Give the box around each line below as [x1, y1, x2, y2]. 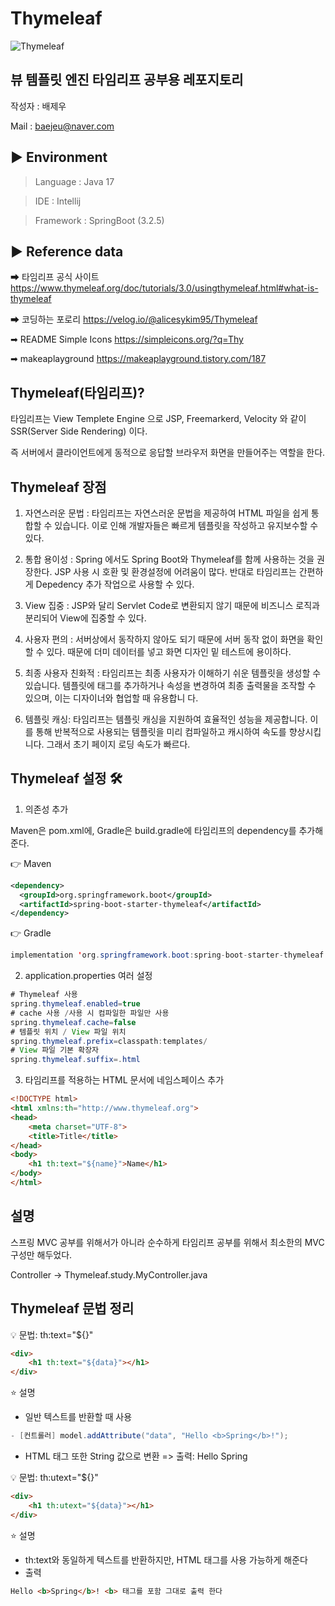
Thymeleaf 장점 [10, 478, 107, 496]
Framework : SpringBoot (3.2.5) [34, 214, 165, 226]
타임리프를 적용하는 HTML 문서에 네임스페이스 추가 [24, 1074, 225, 1086]
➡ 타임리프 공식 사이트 [10, 271, 100, 283]
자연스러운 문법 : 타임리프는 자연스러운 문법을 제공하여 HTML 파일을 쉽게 [24, 507, 309, 519]
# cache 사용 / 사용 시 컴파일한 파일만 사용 [10, 1008, 170, 1018]
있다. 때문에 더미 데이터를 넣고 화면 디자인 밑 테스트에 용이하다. [46, 646, 292, 657]
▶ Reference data [10, 243, 124, 260]
